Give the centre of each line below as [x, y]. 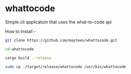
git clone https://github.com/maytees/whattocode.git [61, 40]
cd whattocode [20, 49]
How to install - [20, 31]
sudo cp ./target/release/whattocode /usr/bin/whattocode [65, 67]
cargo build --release [28, 58]
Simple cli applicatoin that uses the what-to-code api [58, 22]
